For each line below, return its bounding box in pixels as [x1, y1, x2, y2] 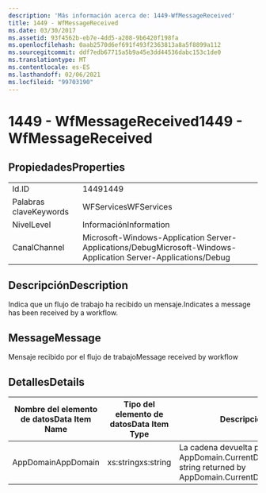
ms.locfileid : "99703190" [8, 78, 93, 86]
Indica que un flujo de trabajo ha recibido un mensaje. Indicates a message [8, 299, 251, 310]
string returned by [179, 461, 246, 472]
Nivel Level [12, 219, 51, 230]
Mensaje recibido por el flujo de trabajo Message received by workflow [8, 352, 239, 362]
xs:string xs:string [107, 456, 172, 468]
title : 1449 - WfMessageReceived [8, 19, 119, 27]
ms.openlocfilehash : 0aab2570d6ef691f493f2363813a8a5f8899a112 [8, 41, 222, 49]
